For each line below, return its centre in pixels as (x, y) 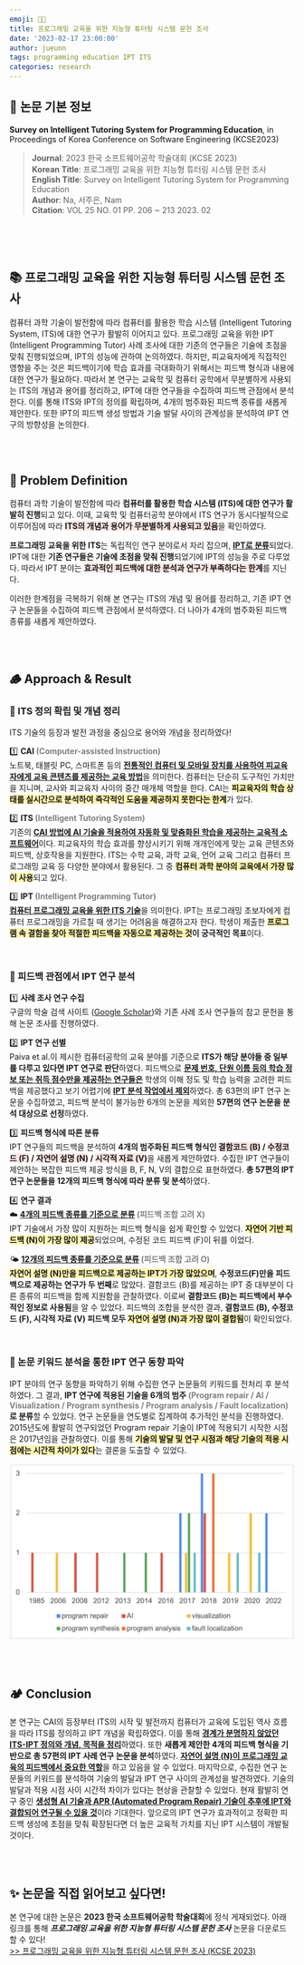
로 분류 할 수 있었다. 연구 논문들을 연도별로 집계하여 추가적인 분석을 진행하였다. (147, 1416)
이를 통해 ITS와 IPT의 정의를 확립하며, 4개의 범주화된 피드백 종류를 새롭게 (158, 401)
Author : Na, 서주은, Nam (76, 200)
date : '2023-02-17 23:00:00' (64, 38)
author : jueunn (38, 48)
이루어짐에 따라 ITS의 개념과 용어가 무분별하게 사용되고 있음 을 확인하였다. (138, 526)
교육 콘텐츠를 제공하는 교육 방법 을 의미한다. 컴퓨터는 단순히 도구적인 (152, 777)
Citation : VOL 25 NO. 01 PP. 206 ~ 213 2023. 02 (121, 210)
